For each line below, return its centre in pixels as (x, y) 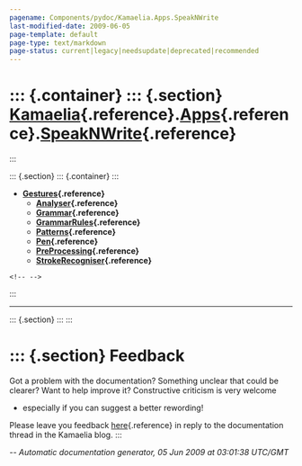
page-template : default (54, 34)
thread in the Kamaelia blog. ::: (66, 435)
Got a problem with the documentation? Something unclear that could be (144, 381)
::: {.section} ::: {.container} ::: (64, 176)
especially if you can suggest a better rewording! (113, 408)
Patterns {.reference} (76, 232)
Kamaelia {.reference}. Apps (115, 115)
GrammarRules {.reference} (88, 222)
